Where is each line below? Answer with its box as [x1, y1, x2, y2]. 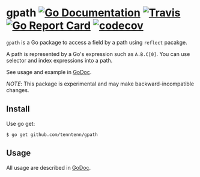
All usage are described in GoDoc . [6, 164, 91, 171]
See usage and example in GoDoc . [6, 68, 92, 75]
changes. [6, 86, 29, 93]
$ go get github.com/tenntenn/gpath [6, 131, 98, 138]
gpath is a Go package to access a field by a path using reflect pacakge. [6, 39, 187, 46]
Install [6, 104, 30, 114]
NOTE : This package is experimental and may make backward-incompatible [6, 80, 194, 87]
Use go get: [6, 120, 35, 127]
